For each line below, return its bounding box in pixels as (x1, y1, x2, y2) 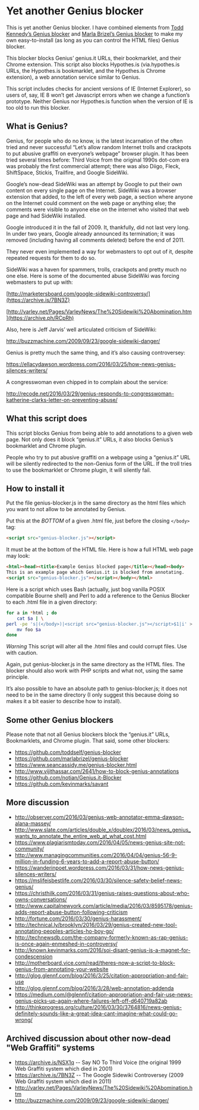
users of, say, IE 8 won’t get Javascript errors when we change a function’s (6, 91, 190, 98)
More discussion (6, 797, 70, 808)
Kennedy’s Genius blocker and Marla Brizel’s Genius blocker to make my (6, 30, 183, 37)
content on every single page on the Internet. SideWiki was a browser (6, 187, 176, 194)
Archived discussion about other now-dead (6, 1034, 171, 1044)
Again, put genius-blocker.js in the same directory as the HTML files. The (6, 661, 185, 668)
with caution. (6, 649, 38, 657)
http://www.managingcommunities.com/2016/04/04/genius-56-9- (14, 851, 178, 858)
